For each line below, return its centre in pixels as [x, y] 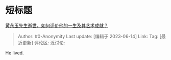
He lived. [15, 53]
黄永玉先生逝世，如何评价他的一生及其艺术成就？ [57, 25]
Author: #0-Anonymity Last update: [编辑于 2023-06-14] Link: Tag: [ [90, 36]
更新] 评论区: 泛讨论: [44, 42]
